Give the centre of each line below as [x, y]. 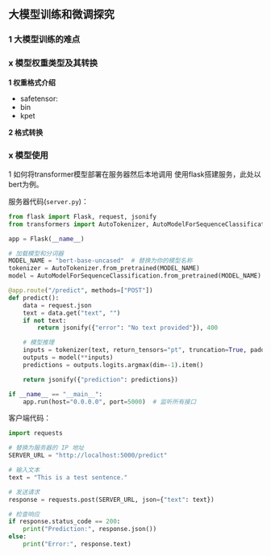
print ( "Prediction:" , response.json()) [90, 529]
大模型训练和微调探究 [61, 15]
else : [17, 537]
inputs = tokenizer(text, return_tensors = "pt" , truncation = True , [135, 350]
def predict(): [34, 298]
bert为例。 [26, 184]
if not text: [45, 320]
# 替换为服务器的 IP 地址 [46, 448]
